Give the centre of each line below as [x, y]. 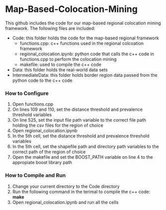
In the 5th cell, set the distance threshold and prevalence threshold [81, 136]
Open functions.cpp [33, 104]
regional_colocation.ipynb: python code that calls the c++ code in [87, 54]
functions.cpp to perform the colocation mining [68, 59]
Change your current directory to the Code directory [66, 186]
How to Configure [27, 93]
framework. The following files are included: [50, 28]
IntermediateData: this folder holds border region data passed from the [85, 75]
